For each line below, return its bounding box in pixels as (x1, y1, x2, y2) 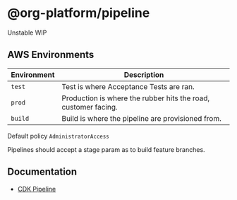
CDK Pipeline (17, 184, 56, 193)
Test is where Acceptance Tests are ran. (61, 81, 195, 91)
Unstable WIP (7, 28, 47, 37)
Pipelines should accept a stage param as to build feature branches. (7, 145, 206, 153)
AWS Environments (7, 49, 95, 61)
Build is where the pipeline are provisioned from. (61, 113, 222, 123)
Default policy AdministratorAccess (7, 131, 109, 140)
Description (123, 69, 164, 79)
